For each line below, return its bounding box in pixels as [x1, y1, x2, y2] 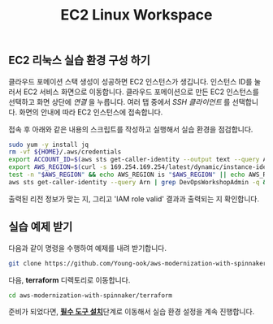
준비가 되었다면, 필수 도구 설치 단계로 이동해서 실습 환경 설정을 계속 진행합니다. [8, 307, 255, 317]
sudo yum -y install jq [8, 140, 89, 149]
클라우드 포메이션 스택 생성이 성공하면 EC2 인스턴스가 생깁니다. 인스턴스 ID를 [8, 76, 253, 86]
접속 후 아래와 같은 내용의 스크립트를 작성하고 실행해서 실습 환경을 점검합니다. [8, 124, 253, 134]
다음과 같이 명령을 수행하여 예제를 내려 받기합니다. [8, 243, 167, 253]
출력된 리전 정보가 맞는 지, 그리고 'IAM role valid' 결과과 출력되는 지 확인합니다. [8, 193, 260, 204]
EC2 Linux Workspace [60, 6, 213, 24]
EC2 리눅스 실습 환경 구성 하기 [8, 54, 150, 67]
